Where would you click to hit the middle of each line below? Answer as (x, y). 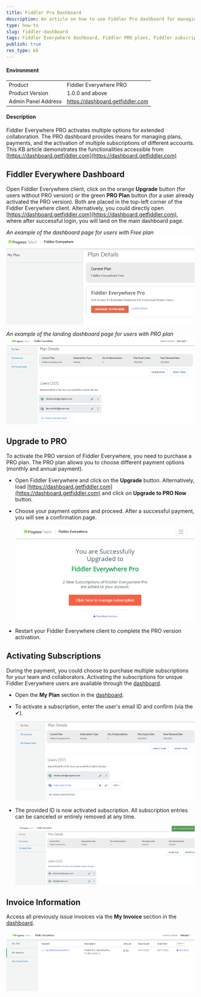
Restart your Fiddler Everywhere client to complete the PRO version (98, 631)
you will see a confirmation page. (56, 517)
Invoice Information (43, 902)
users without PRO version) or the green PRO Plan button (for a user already (100, 195)
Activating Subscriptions (54, 656)
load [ (22, 487)
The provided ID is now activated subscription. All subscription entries (101, 810)
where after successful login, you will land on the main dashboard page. (95, 220)
